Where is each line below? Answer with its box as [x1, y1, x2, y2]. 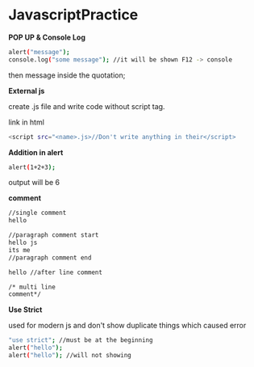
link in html [8, 117, 44, 127]
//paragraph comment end [8, 253, 92, 262]
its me [8, 246, 31, 254]
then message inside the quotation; [8, 70, 126, 80]
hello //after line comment [8, 268, 103, 276]
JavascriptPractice [8, 6, 139, 24]
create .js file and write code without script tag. [8, 101, 165, 111]
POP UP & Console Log [8, 32, 86, 42]
